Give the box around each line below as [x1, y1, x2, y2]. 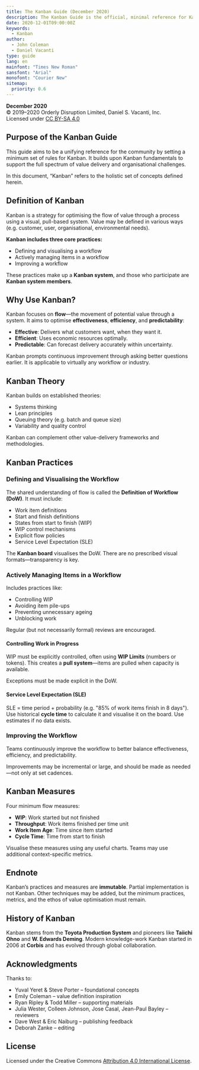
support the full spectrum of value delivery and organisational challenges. [6, 160, 187, 168]
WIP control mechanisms [14, 525, 76, 533]
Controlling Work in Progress [6, 640, 79, 647]
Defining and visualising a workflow [14, 247, 102, 254]
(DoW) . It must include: [6, 495, 63, 502]
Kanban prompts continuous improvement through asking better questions [6, 353, 188, 360]
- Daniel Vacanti [11, 48, 54, 53]
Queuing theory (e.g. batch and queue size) [14, 416, 121, 423]
